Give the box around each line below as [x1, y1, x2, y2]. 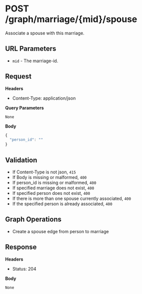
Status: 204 [12, 266, 36, 272]
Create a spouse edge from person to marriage [12, 228, 109, 234]
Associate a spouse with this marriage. [5, 30, 84, 36]
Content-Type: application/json [12, 95, 76, 101]
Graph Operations [5, 215, 62, 224]
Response [5, 243, 37, 252]
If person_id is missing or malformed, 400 [12, 180, 97, 185]
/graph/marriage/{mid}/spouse [5, 13, 138, 25]
